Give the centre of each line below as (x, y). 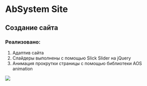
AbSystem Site (37, 9)
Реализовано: (23, 42)
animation (23, 68)
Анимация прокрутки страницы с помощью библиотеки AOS (77, 63)
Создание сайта (32, 28)
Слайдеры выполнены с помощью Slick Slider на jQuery (72, 58)
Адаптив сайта (28, 52)
